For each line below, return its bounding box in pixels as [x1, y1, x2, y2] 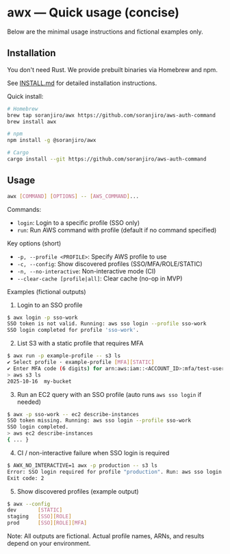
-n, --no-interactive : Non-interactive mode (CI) [16, 267, 156, 275]
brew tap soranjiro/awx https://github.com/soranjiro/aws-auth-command [7, 112, 216, 119]
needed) [16, 398, 41, 406]
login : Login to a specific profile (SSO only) [16, 218, 140, 227]
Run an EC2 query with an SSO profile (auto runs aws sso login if [16, 390, 202, 398]
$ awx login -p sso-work [7, 314, 78, 321]
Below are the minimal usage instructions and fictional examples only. [7, 27, 203, 36]
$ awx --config [7, 501, 51, 507]
